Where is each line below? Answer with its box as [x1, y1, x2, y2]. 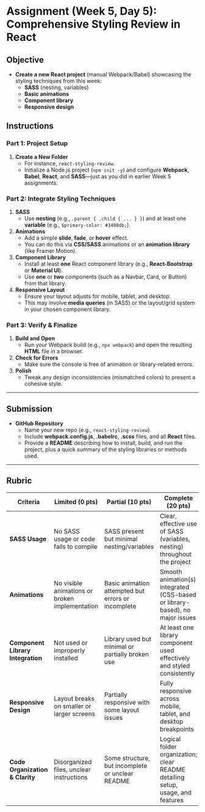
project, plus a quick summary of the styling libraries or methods [24, 446, 187, 453]
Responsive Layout [15, 286, 65, 293]
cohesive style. [24, 380, 63, 387]
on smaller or [54, 701, 92, 710]
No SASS [54, 527, 81, 535]
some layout [104, 706, 139, 714]
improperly [54, 646, 85, 654]
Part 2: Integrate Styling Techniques [6, 194, 116, 203]
